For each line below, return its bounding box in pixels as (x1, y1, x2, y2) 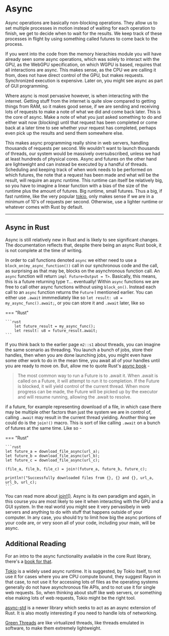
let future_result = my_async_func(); (14, 324, 96, 329)
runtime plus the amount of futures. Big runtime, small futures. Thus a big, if (5, 188, 162, 194)
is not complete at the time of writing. (5, 247, 83, 253)
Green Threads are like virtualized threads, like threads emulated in (5, 619, 144, 625)
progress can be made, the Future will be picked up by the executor (17, 388, 158, 394)
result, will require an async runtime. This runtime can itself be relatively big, (5, 177, 163, 183)
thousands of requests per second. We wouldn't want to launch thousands (5, 145, 160, 151)
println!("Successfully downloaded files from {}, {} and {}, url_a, (5, 475, 154, 481)
